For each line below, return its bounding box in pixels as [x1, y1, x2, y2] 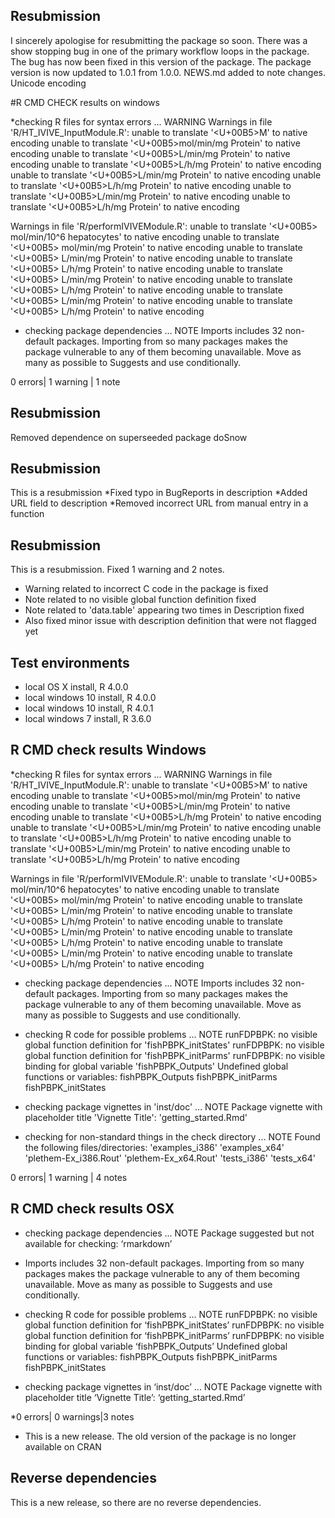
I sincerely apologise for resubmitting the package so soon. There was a [10, 34, 308, 46]
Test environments [10, 654, 130, 671]
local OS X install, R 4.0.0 [24, 681, 129, 693]
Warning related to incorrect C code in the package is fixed [24, 583, 269, 595]
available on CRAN [24, 1440, 102, 1453]
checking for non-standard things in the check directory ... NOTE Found [24, 1130, 321, 1143]
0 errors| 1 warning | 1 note [10, 375, 121, 388]
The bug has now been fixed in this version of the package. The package [10, 55, 312, 68]
